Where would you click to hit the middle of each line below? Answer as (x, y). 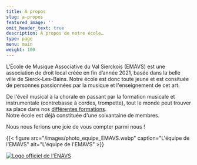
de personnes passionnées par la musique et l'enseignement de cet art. (93, 85)
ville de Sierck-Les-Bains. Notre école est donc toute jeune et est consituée (98, 79)
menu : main (19, 45)
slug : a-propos (25, 17)
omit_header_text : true (35, 28)
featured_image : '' (30, 22)
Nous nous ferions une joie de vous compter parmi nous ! (76, 126)
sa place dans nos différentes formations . (56, 109)
